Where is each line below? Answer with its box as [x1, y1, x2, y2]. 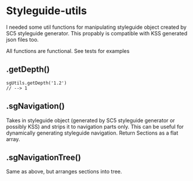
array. [6, 135, 21, 142]
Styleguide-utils [6, 4, 87, 18]
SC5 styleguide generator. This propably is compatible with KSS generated [6, 29, 188, 36]
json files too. [6, 36, 39, 43]
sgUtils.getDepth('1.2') [6, 80, 67, 86]
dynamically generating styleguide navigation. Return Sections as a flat [6, 129, 178, 136]
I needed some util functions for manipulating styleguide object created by [6, 24, 187, 31]
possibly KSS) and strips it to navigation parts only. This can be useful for [6, 123, 184, 130]
